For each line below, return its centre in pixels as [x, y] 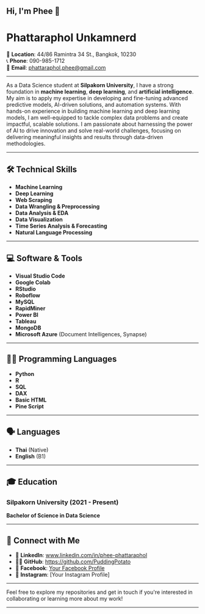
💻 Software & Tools [44, 258]
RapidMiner [30, 308]
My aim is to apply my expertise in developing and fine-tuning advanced [97, 98]
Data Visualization [39, 220]
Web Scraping [34, 200]
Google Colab [33, 282]
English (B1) [31, 456]
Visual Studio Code [40, 276]
